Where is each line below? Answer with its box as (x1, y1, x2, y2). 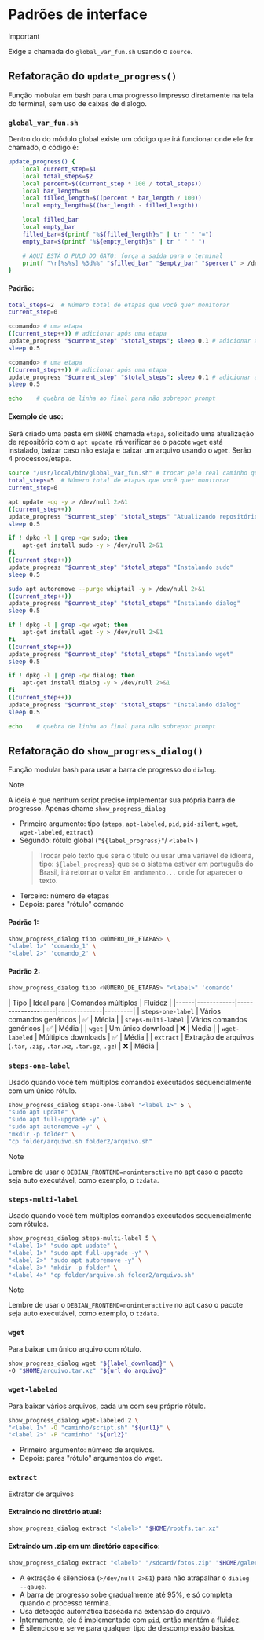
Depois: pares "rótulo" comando (19, 900, 124, 909)
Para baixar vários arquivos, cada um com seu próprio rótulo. (8, 1401, 207, 1411)
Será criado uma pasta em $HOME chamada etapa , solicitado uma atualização (8, 429, 255, 438)
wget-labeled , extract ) (19, 827, 93, 837)
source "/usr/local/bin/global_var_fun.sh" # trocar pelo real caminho (8, 469, 247, 477)
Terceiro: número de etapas (19, 891, 110, 901)
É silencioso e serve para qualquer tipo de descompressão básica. (19, 1623, 236, 1632)
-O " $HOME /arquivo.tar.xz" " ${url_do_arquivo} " (8, 1367, 167, 1374)
